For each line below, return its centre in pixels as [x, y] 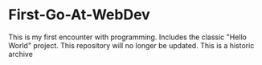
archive [21, 54]
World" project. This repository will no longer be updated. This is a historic [131, 45]
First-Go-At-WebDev [79, 15]
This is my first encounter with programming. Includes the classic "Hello [128, 37]
